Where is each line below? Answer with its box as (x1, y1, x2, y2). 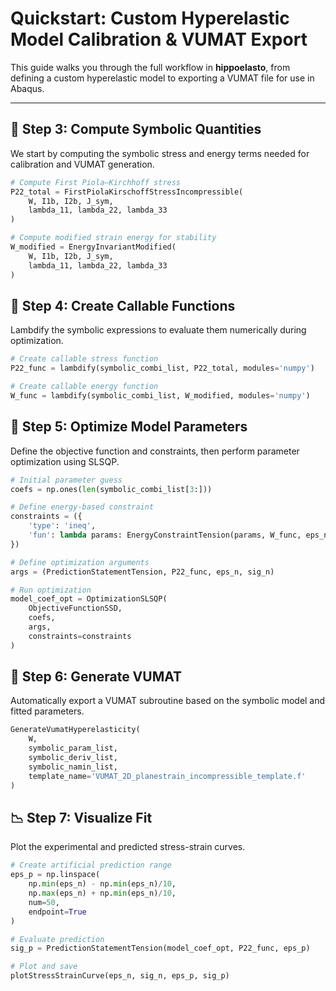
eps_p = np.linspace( (10, 870, 101, 880)
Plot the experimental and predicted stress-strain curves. (10, 841, 246, 853)
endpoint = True (28, 907, 87, 917)
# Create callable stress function (10, 354, 159, 364)
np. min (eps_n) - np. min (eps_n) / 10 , (28, 879, 177, 889)
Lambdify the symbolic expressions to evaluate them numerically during (10, 324, 307, 336)
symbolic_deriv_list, (28, 753, 118, 763)
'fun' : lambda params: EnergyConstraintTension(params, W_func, (28, 530, 302, 540)
